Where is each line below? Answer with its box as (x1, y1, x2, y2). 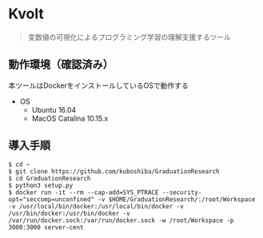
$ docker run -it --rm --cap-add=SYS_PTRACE (8, 188, 159, 196)
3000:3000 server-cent (8, 223, 84, 232)
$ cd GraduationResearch (8, 174, 91, 182)
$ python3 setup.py (8, 181, 74, 189)
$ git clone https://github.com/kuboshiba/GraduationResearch (8, 167, 220, 176)
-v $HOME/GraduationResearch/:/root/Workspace (97, 195, 256, 204)
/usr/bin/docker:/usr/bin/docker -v (8, 209, 130, 217)
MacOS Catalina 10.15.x (31, 113, 109, 123)
